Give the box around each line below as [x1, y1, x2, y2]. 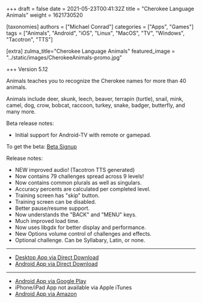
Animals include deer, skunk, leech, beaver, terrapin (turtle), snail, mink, [6, 96, 184, 102]
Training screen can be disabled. [14, 198, 96, 205]
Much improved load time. [14, 218, 80, 224]
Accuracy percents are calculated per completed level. [14, 186, 151, 192]
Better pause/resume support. [14, 204, 90, 212]
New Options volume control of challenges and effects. [14, 230, 152, 237]
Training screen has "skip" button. [14, 192, 100, 199]
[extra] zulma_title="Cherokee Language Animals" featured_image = [6, 47, 176, 55]
